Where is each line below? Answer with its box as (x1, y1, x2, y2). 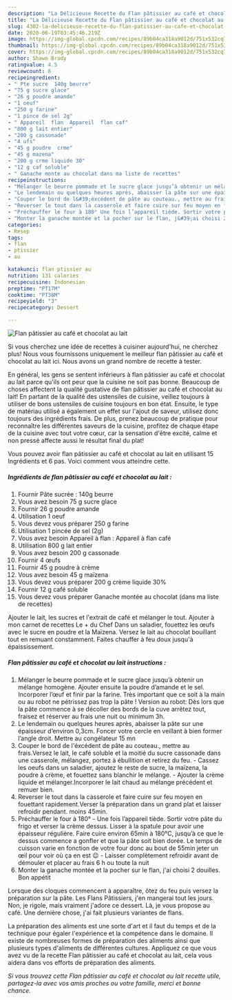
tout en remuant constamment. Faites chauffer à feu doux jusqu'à (8, 635, 193, 643)
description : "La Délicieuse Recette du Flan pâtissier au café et (8, 10, 206, 17)
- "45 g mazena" (8, 151, 54, 158)
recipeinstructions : (8, 176, 67, 183)
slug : (8, 23, 23, 30)
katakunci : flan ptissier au (8, 266, 92, 273)
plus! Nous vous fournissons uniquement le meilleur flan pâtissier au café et (8, 350, 223, 358)
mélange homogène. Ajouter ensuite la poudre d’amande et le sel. (17, 683, 205, 691)
